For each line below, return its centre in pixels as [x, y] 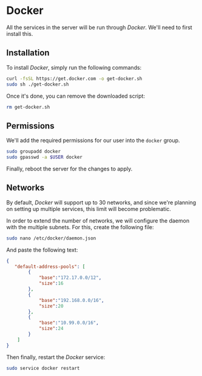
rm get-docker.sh [28, 107]
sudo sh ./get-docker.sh [38, 84]
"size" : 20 [51, 306]
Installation [28, 53]
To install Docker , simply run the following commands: [74, 67]
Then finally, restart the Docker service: [56, 357]
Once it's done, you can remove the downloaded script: [76, 96]
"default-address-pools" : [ [50, 267]
